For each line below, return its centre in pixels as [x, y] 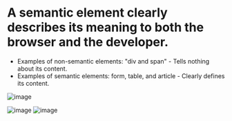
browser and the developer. [88, 42]
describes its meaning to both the [106, 27]
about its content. [42, 68]
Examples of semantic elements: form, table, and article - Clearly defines [121, 76]
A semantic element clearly [87, 13]
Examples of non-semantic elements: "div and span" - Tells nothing [113, 61]
